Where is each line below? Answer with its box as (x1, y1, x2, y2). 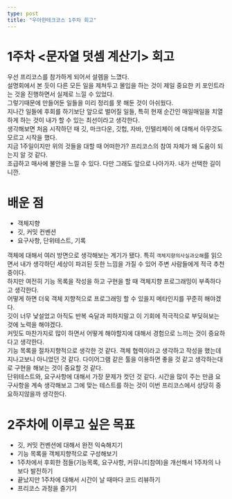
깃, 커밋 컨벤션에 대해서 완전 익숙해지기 (17, 441, 123, 449)
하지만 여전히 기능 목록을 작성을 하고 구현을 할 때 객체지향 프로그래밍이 (7, 277, 197, 286)
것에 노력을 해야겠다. (7, 320, 63, 329)
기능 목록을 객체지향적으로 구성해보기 (17, 450, 118, 458)
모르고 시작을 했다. (7, 133, 57, 142)
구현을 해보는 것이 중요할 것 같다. (14, 364, 103, 372)
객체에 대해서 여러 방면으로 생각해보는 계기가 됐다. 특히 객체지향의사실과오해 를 (7, 251, 210, 260)
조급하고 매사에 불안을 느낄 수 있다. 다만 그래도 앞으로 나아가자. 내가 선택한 (7, 159, 208, 168)
